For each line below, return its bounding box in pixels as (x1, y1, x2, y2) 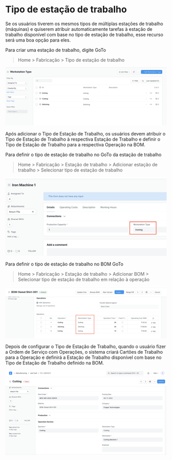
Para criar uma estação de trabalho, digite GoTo (5, 47, 106, 53)
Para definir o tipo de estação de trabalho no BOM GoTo (5, 261, 124, 267)
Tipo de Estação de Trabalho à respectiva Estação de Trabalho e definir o (5, 136, 160, 142)
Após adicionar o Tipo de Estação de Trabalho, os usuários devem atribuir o (5, 131, 166, 137)
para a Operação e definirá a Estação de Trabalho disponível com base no (5, 354, 162, 360)
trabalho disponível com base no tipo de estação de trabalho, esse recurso (5, 31, 164, 37)
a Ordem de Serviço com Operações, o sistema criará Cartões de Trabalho (5, 349, 163, 355)
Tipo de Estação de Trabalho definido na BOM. (5, 360, 104, 366)
